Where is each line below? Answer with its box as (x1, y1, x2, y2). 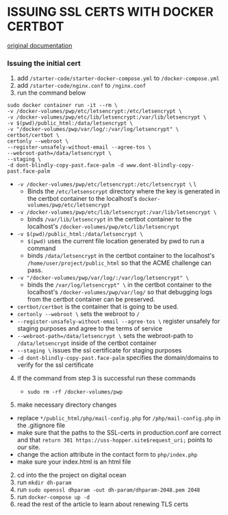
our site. (16, 443, 41, 451)
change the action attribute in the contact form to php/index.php (16, 451, 198, 459)
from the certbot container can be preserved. (27, 296, 155, 304)
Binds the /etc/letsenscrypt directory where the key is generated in (27, 187, 220, 195)
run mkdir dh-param (16, 478, 72, 487)
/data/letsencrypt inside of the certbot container (16, 339, 157, 347)
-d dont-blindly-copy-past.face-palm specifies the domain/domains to (16, 354, 219, 362)
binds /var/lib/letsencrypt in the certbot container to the (27, 215, 192, 224)
